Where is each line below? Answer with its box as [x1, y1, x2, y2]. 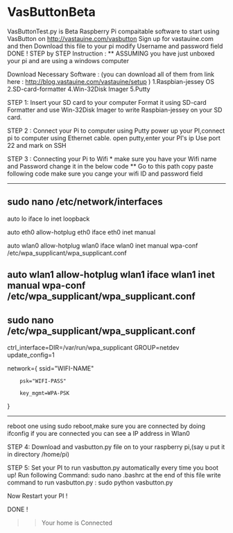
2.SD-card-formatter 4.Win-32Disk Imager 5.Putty [7, 85, 150, 93]
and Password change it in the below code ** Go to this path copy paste [7, 162, 214, 170]
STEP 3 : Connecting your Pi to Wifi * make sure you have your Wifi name [7, 154, 217, 163]
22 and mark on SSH [7, 141, 67, 149]
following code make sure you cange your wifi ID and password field [7, 169, 203, 178]
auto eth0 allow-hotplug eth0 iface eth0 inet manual [7, 228, 156, 236]
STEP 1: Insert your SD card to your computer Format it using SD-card [7, 98, 207, 106]
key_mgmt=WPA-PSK [19, 389, 70, 396]
